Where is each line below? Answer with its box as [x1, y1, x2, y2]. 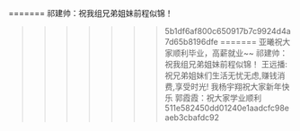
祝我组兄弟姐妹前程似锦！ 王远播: [164, 59, 288, 69]
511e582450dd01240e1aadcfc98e [164, 102, 289, 113]
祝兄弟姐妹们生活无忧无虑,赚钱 [164, 70, 278, 81]
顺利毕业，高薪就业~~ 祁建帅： [172, 48, 288, 58]
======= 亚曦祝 [220, 37, 283, 47]
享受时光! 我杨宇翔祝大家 [174, 82, 267, 92]
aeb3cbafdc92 [164, 112, 219, 123]
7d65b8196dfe [164, 37, 219, 47]
